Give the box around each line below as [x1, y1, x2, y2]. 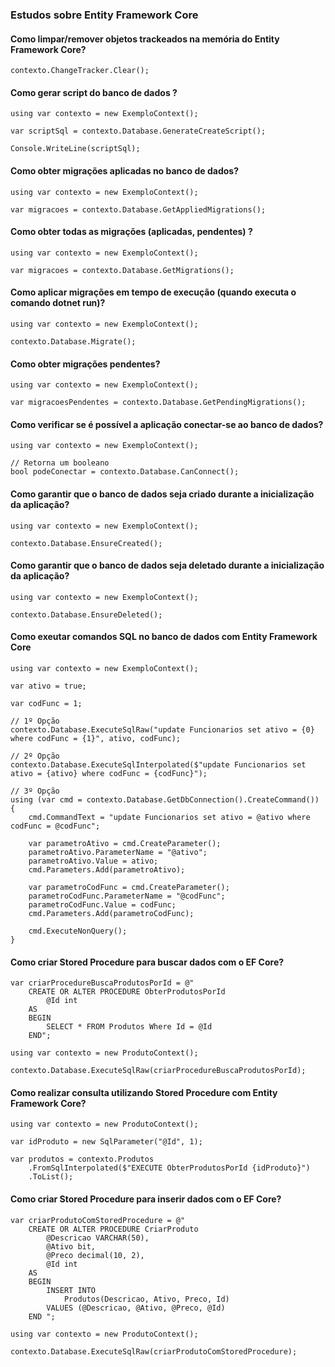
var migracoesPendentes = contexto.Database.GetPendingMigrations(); [10, 398, 307, 408]
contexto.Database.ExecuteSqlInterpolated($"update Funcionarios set [10, 759, 307, 770]
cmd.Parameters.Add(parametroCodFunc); [28, 908, 195, 918]
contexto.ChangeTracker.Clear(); [10, 66, 150, 76]
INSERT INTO [46, 1285, 97, 1295]
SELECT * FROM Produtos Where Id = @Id [46, 1022, 213, 1032]
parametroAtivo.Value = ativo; [28, 856, 159, 866]
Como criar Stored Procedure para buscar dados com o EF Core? [10, 956, 285, 968]
